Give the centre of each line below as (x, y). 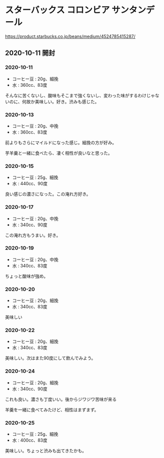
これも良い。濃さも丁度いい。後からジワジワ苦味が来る (61, 399)
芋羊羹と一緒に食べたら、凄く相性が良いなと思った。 (59, 153)
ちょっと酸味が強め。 (26, 276)
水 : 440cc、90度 (30, 184)
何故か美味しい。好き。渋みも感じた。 (60, 101)
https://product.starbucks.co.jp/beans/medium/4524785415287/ (70, 36)
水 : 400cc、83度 (30, 440)
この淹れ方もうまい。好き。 (33, 235)
